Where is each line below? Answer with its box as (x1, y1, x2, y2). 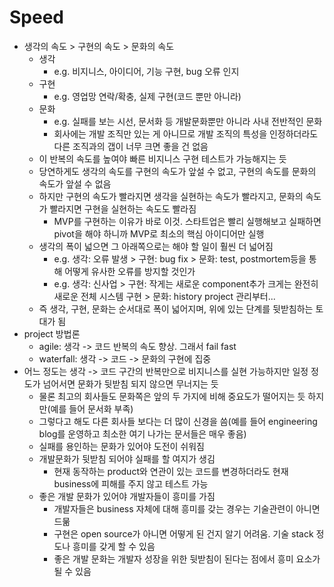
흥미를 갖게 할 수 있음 (72, 540, 156, 552)
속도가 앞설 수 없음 (38, 177, 112, 190)
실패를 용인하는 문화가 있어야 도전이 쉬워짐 (38, 440, 206, 452)
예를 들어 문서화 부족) (50, 402, 134, 415)
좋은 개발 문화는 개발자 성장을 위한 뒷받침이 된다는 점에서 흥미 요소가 (53, 552, 321, 565)
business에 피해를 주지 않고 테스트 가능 (53, 477, 209, 490)
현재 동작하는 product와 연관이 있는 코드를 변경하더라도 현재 (53, 465, 289, 477)
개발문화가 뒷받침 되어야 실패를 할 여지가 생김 (38, 452, 216, 465)
